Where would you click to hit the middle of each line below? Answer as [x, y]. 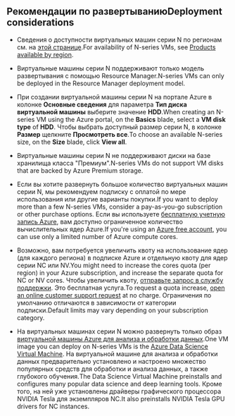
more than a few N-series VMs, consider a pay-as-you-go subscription [120, 207]
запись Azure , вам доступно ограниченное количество [100, 221]
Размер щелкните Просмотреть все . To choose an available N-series [120, 134]
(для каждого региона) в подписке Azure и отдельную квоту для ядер [122, 257]
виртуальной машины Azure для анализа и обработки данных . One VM [122, 338]
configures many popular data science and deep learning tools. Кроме [119, 384]
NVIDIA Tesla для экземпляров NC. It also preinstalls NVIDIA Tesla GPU [121, 398]
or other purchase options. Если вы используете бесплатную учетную [121, 214]
